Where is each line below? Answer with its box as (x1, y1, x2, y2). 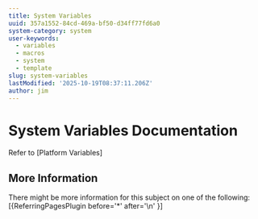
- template (15, 64, 52, 72)
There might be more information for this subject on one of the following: (8, 192, 251, 202)
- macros (15, 49, 45, 57)
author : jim (8, 86, 48, 95)
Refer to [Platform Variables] (8, 148, 103, 158)
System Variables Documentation (8, 122, 238, 139)
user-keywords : (8, 34, 60, 43)
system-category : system (8, 27, 92, 35)
